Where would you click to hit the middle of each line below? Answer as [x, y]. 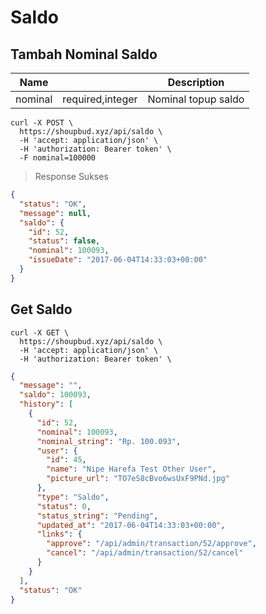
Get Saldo [41, 309]
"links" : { [59, 534]
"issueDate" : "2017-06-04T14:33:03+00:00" [118, 260]
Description [196, 82]
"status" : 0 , [64, 506]
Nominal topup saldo [196, 99]
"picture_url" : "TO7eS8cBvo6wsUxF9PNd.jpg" [138, 479]
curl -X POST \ [42, 123]
